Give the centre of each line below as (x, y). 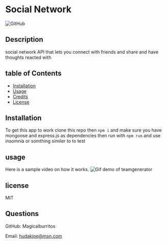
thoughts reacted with (29, 57)
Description (24, 40)
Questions (22, 214)
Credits (20, 96)
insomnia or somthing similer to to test (45, 141)
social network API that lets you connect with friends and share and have (82, 52)
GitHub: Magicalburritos (30, 226)
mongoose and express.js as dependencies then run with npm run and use (83, 136)
